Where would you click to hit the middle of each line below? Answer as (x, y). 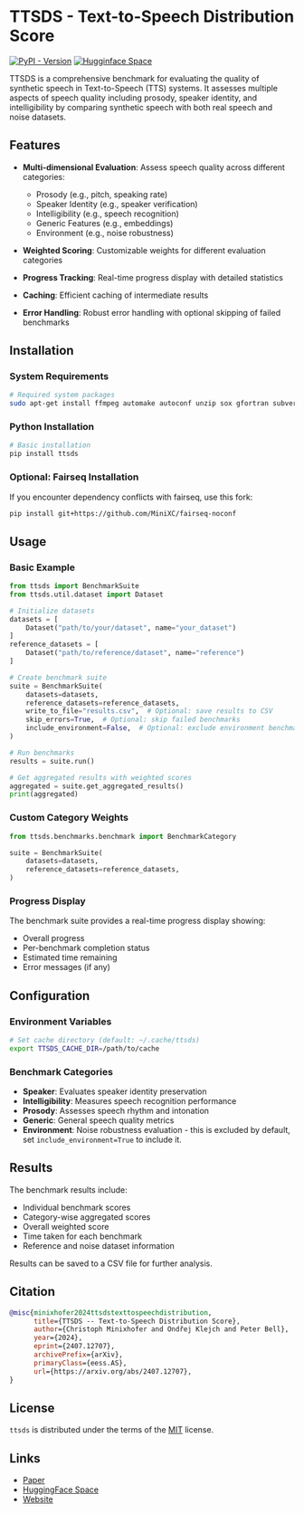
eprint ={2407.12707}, (74, 1346)
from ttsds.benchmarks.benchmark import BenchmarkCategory (123, 836)
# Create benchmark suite (58, 677)
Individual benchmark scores (76, 1207)
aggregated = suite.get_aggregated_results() (96, 786)
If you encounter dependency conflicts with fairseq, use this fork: (131, 497)
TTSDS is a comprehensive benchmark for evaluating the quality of (134, 78)
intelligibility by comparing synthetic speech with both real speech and (141, 107)
